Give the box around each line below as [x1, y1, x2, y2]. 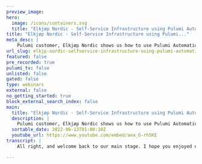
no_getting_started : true [6, 93, 71, 99]
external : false [6, 87, 47, 93]
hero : [6, 14, 20, 20]
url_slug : [6, 48, 31, 54]
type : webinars [6, 82, 44, 88]
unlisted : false [6, 71, 47, 77]
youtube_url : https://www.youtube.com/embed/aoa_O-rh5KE [11, 132, 158, 139]
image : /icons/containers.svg [11, 20, 87, 26]
